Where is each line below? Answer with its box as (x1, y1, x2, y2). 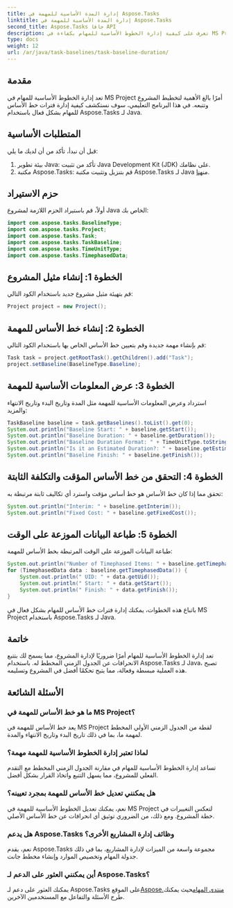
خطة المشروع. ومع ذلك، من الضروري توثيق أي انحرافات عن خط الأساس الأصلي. (7, 811, 215, 820)
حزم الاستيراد (7, 187, 59, 199)
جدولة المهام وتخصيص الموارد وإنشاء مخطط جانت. (7, 852, 139, 860)
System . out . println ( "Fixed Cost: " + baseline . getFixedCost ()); (7, 509, 197, 516)
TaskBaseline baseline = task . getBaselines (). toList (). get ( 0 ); (7, 419, 194, 427)
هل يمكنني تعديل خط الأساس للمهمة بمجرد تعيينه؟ (7, 788, 156, 798)
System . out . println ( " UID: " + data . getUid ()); (19, 573, 159, 580)
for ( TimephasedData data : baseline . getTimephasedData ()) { (7, 567, 188, 574)
